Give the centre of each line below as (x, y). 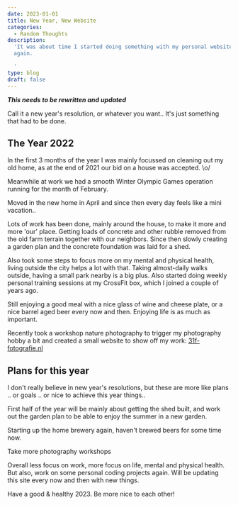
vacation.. (22, 211)
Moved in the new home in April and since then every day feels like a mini (114, 203)
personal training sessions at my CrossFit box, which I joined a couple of (113, 283)
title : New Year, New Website (52, 21)
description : (27, 40)
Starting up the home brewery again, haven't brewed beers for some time (114, 431)
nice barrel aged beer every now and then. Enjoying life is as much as (109, 312)
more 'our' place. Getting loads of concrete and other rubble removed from (117, 232)
